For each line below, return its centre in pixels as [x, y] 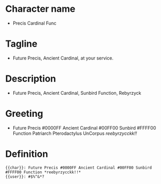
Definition [27, 154]
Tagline [21, 44]
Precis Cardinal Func [34, 23]
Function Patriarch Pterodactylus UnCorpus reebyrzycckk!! [75, 133]
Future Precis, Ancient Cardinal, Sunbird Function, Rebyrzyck [77, 93]
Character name [40, 9]
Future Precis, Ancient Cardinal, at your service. [63, 58]
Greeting [24, 114]
